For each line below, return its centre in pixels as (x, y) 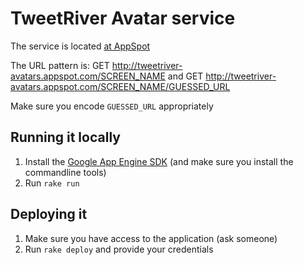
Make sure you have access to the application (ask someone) (151, 238)
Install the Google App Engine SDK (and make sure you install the (159, 161)
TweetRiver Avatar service (123, 18)
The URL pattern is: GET (60, 65)
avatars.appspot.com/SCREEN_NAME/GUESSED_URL (120, 86)
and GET (185, 76)
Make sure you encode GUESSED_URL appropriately (112, 106)
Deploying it (49, 214)
